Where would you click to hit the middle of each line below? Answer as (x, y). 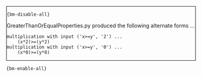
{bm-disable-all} (28, 14)
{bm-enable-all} (26, 69)
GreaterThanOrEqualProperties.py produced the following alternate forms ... (101, 26)
